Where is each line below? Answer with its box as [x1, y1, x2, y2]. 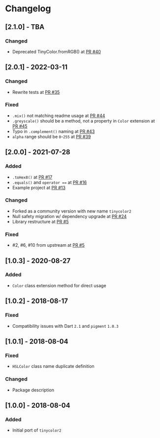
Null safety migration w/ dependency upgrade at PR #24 [12, 213, 127, 219]
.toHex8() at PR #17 [12, 174, 53, 180]
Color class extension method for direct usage [12, 282, 107, 288]
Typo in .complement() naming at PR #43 [12, 128, 95, 134]
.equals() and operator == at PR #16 [12, 179, 87, 185]
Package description [12, 387, 54, 393]
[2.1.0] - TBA [5, 23, 45, 31]
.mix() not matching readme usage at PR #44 [12, 112, 105, 119]
